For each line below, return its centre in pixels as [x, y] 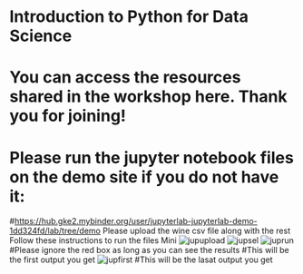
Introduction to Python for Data [129, 17]
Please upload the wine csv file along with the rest [197, 231]
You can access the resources [125, 78]
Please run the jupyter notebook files [152, 157]
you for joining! [68, 116]
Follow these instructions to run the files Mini [93, 240]
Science [41, 36]
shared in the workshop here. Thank [148, 97]
